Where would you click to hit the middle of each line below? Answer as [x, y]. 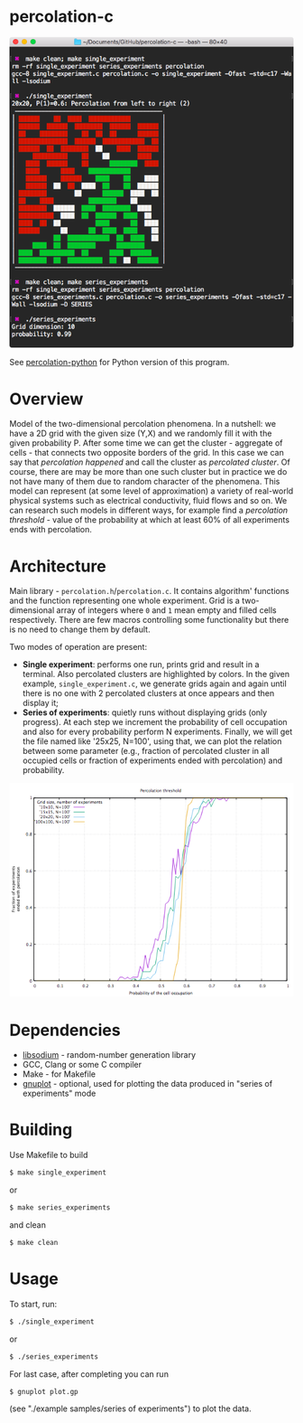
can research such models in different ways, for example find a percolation [149, 510]
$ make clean [34, 1242]
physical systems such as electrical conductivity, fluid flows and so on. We [148, 501]
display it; [40, 703]
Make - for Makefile [59, 1074]
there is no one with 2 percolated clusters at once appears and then [148, 693]
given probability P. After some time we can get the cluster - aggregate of [146, 443]
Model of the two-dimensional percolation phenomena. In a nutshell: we [143, 424]
